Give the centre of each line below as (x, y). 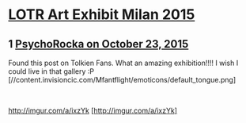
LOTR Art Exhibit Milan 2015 (102, 15)
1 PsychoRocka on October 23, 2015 (98, 44)
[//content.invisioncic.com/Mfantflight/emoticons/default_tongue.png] (122, 80)
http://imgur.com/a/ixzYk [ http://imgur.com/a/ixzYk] (93, 110)
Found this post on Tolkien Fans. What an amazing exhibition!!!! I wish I (123, 63)
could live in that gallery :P (51, 71)
